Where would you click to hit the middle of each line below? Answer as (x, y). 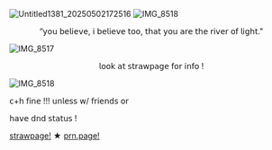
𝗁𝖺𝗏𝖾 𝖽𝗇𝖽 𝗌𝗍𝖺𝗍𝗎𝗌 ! (43, 118)
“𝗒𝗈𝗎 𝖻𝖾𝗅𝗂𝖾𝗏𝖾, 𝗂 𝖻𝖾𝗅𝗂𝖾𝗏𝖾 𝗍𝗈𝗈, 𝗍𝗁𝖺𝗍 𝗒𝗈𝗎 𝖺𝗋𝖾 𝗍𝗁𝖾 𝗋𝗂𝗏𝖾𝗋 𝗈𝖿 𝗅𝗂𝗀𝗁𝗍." (151, 31)
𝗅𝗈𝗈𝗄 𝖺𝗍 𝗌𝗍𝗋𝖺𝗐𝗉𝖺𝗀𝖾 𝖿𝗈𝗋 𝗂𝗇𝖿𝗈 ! (151, 66)
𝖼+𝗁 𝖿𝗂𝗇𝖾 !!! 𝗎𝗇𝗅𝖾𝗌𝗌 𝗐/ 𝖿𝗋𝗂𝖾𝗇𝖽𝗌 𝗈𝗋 (69, 101)
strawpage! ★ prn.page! (55, 136)
